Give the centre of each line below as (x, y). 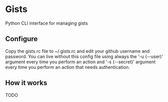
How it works (26, 83)
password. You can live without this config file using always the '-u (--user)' (84, 56)
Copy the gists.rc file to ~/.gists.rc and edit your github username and (77, 51)
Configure (21, 39)
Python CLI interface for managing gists (47, 23)
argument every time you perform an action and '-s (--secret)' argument (80, 62)
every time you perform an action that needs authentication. (68, 67)
